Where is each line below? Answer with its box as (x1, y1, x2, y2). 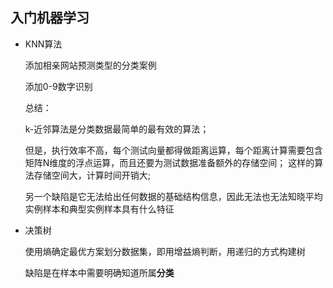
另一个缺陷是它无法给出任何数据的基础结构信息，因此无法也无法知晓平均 (24, 190, 323, 202)
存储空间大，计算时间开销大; (33, 169, 152, 181)
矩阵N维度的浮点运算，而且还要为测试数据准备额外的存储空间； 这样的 (24, 156, 315, 168)
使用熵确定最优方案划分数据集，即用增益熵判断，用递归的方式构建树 (24, 245, 306, 257)
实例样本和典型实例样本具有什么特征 (24, 203, 175, 215)
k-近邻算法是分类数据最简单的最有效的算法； (24, 123, 210, 135)
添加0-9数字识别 (24, 80, 93, 92)
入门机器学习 (10, 9, 90, 27)
